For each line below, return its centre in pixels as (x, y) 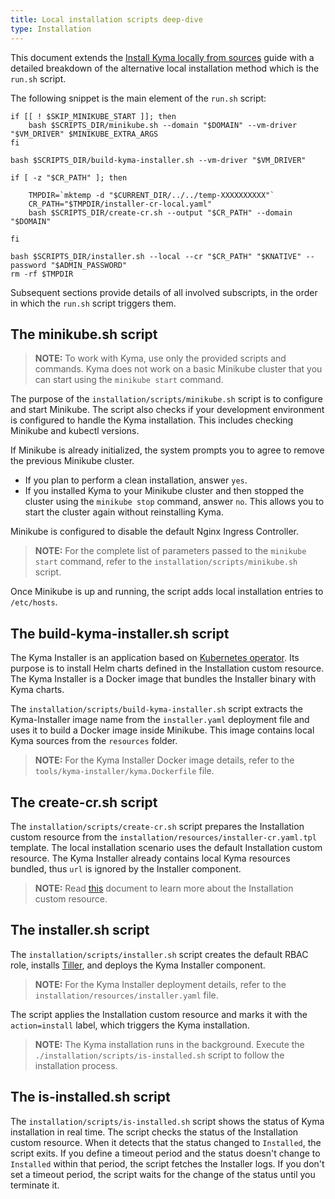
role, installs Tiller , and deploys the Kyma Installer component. (138, 965)
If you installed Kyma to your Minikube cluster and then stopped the (164, 491)
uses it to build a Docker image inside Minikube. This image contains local (162, 730)
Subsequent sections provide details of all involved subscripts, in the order (164, 292)
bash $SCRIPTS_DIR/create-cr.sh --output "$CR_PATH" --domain (160, 212)
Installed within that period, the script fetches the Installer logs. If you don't (167, 1163)
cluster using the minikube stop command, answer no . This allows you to (174, 502)
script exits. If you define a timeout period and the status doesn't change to (165, 1153)
